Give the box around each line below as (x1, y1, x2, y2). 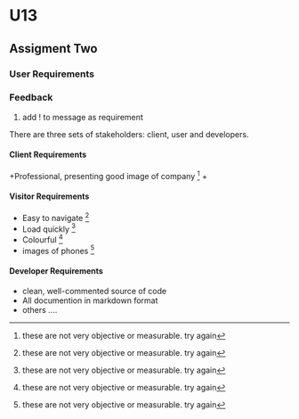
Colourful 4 (21, 233, 64, 245)
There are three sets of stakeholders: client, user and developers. (9, 128, 249, 139)
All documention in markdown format (21, 295, 158, 306)
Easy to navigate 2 (21, 210, 90, 223)
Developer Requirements (9, 266, 104, 276)
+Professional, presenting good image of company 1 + (9, 169, 207, 181)
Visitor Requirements (9, 191, 90, 201)
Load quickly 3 (21, 222, 77, 234)
